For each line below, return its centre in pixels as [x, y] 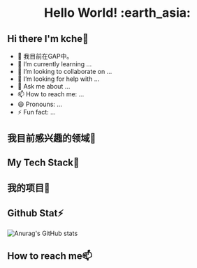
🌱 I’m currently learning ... [54, 64]
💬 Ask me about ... [44, 86]
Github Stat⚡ [36, 213]
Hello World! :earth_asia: [117, 13]
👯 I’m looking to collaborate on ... [65, 72]
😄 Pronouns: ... [40, 104]
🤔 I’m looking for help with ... [58, 79]
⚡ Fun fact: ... [36, 112]
